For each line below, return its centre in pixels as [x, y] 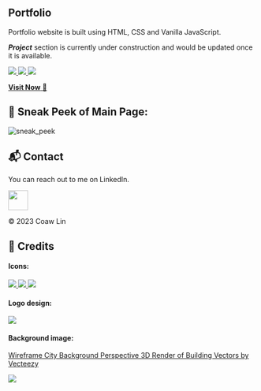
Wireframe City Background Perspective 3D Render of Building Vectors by [129, 356]
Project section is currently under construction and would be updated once [130, 47]
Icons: [19, 266]
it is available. [30, 55]
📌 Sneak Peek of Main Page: [78, 112]
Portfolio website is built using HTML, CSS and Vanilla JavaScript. [115, 32]
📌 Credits [32, 246]
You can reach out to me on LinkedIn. [69, 180]
